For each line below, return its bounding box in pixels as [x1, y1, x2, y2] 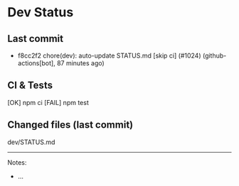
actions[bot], [17, 59, 55, 67]
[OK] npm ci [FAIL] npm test [7, 98, 89, 106]
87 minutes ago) [56, 59, 105, 67]
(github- [202, 51, 227, 60]
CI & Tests [7, 80, 53, 92]
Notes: [7, 158, 27, 167]
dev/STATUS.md [7, 138, 55, 146]
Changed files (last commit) [7, 119, 134, 131]
